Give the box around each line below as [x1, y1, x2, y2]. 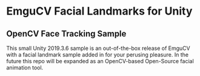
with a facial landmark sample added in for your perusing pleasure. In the [6, 51, 189, 58]
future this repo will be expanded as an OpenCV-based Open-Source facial [6, 58, 194, 64]
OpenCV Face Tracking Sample [6, 29, 127, 39]
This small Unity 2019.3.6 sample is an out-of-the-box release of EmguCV [6, 44, 190, 52]
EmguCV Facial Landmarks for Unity [6, 4, 193, 18]
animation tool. [6, 64, 44, 71]
